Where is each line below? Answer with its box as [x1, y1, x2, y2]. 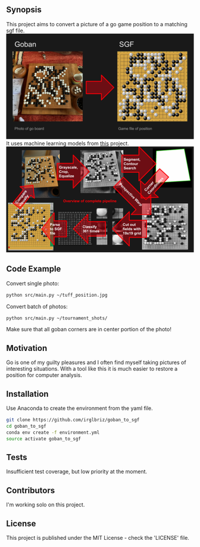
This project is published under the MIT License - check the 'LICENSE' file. [6, 534, 189, 541]
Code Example [6, 264, 61, 274]
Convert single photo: [6, 279, 60, 287]
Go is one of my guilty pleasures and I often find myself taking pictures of [6, 359, 186, 366]
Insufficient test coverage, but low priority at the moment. [6, 468, 148, 475]
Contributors [6, 485, 55, 495]
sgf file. [6, 27, 25, 34]
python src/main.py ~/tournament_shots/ [6, 315, 108, 321]
